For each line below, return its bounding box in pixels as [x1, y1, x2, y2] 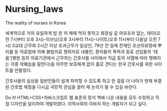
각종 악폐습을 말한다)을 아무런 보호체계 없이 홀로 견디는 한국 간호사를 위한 [10, 61, 153, 67]
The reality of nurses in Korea [5, 20, 66, 26]
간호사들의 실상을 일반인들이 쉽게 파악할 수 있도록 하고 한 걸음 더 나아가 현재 [5, 78, 153, 84]
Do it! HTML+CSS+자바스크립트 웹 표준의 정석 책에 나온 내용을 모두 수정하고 [5, 94, 155, 100]
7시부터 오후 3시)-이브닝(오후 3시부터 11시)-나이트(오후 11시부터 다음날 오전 [10, 36, 157, 42]
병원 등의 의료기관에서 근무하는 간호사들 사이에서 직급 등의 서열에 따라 [12, 55, 148, 60]
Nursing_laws [5, 3, 64, 15]
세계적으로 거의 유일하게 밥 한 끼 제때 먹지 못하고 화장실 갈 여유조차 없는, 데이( [5, 30, 157, 36]
